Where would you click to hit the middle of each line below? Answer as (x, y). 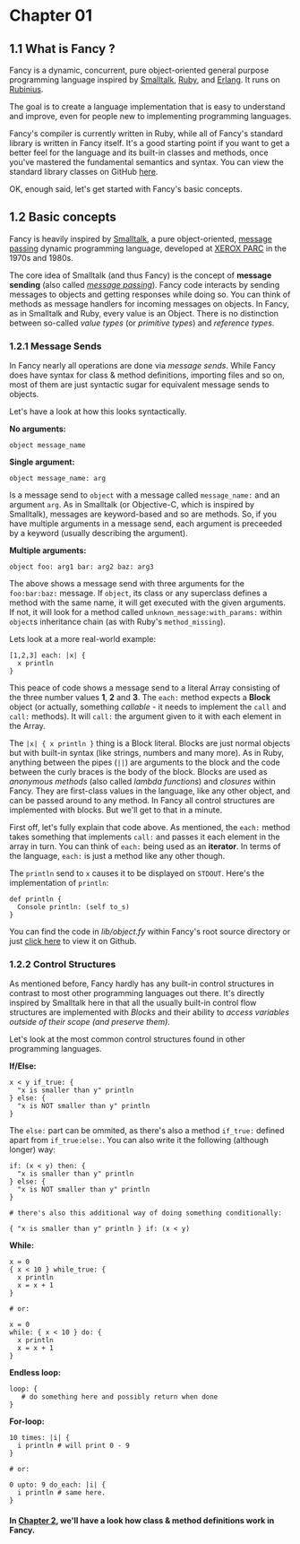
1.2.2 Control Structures (63, 965)
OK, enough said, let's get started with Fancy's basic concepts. (126, 189)
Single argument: (42, 462)
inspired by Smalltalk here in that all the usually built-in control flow (133, 1003)
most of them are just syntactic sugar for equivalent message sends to (140, 385)
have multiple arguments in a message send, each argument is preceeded (146, 524)
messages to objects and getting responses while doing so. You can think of (150, 294)
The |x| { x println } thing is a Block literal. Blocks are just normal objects (150, 743)
